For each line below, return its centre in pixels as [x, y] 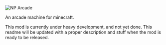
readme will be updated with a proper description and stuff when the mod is [83, 32]
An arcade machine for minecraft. [40, 17]
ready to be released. [27, 37]
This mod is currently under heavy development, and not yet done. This [79, 27]
